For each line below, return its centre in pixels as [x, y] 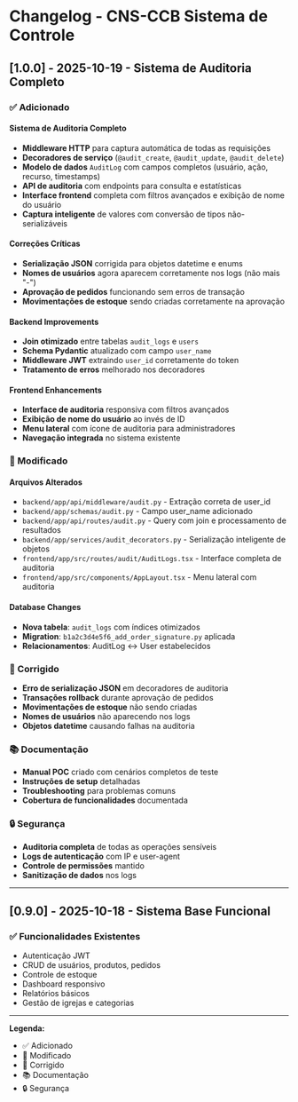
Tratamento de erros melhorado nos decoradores [114, 369]
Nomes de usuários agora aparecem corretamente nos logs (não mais [151, 273]
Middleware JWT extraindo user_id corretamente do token [130, 361]
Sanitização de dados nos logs [79, 875]
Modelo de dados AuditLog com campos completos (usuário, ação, [145, 167]
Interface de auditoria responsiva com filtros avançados [125, 409]
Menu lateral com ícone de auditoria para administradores [129, 429]
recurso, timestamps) [61, 176]
